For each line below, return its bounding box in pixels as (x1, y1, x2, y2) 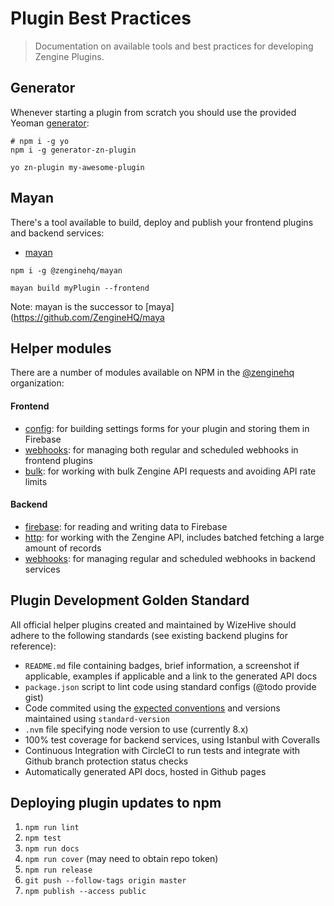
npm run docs (24, 844, 80, 854)
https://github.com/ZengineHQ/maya (13, 311, 165, 323)
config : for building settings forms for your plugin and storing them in (24, 422, 310, 434)
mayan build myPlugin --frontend (10, 283, 150, 293)
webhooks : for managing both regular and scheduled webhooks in (24, 443, 299, 456)
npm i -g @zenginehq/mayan (10, 265, 123, 276)
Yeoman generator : (10, 117, 90, 129)
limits (24, 475, 48, 487)
